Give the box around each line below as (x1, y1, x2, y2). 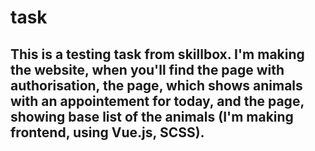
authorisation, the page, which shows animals (10, 77, 303, 94)
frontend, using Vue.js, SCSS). (10, 124, 205, 141)
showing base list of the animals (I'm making (10, 108, 294, 125)
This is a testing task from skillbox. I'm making (10, 46, 305, 63)
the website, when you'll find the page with (10, 61, 285, 78)
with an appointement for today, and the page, (10, 92, 305, 110)
